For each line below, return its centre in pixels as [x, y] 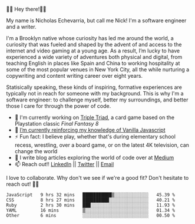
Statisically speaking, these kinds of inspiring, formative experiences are [94, 87]
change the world [36, 151]
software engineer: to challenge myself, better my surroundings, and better [97, 100]
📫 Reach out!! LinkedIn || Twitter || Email [64, 164]
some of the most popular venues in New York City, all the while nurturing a [98, 70]
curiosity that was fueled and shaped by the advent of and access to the [94, 45]
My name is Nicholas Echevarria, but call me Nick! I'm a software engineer [96, 20]
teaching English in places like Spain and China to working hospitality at [93, 63]
